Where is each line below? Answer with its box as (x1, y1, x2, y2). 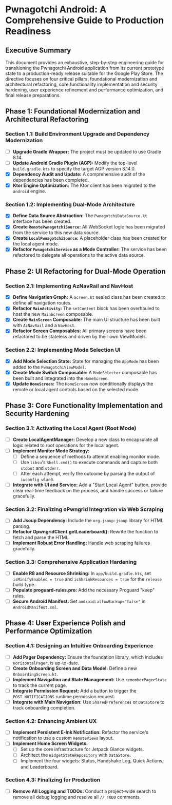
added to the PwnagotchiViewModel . (12, 363, 86, 370)
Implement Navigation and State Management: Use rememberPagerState (12, 676, 167, 682)
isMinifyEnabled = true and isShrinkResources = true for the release (12, 576, 162, 582)
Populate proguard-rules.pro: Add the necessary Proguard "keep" (12, 587, 155, 593)
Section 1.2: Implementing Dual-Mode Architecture (5, 201, 135, 208)
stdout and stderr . (20, 465, 61, 471)
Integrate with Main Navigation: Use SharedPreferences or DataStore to (12, 699, 165, 705)
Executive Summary (5, 46, 71, 54)
